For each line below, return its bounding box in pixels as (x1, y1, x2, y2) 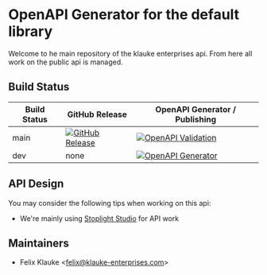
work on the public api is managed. (8, 57, 123, 67)
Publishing (174, 114, 217, 125)
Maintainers (8, 236, 70, 250)
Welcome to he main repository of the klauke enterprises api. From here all (8, 48, 253, 58)
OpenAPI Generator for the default (8, 6, 240, 24)
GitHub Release (67, 109, 127, 120)
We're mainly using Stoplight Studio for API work (19, 213, 180, 223)
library (8, 22, 53, 41)
